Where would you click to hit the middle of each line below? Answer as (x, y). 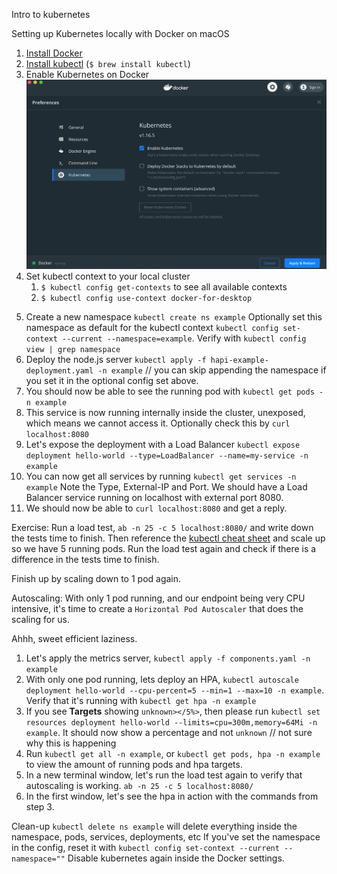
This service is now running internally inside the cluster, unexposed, (165, 413)
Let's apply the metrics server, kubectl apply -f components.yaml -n (168, 658)
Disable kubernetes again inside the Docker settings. (176, 858)
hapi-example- (239, 360)
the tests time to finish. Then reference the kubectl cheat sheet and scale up (168, 538)
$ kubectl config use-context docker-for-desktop (146, 299)
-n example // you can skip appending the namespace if (212, 370)
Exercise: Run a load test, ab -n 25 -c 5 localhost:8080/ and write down (162, 528)
